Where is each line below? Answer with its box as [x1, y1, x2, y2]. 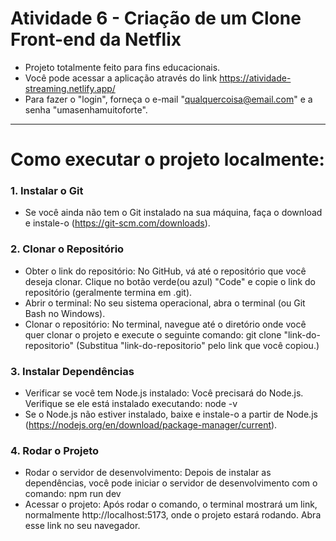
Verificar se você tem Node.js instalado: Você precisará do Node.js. [24, 387, 304, 399]
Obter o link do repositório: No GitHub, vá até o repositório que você [24, 265, 307, 277]
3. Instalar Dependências [10, 364, 135, 378]
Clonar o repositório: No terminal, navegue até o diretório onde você [24, 318, 307, 330]
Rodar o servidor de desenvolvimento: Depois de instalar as [24, 467, 272, 479]
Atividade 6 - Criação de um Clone [10, 7, 302, 30]
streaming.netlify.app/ [24, 82, 116, 94]
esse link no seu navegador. [24, 520, 141, 532]
